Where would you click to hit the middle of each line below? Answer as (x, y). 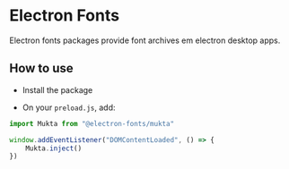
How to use (41, 68)
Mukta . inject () (54, 148)
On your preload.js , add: (69, 107)
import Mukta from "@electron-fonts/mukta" (92, 123)
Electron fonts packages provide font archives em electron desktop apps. (145, 40)
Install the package (57, 89)
